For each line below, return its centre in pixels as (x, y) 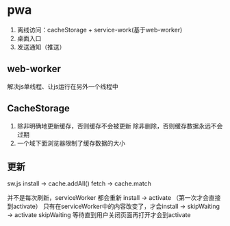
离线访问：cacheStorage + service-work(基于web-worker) (100, 30)
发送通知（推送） (41, 47)
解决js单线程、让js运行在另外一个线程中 (63, 86)
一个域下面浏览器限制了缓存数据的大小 (71, 143)
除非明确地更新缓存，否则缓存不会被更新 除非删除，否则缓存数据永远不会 (120, 126)
